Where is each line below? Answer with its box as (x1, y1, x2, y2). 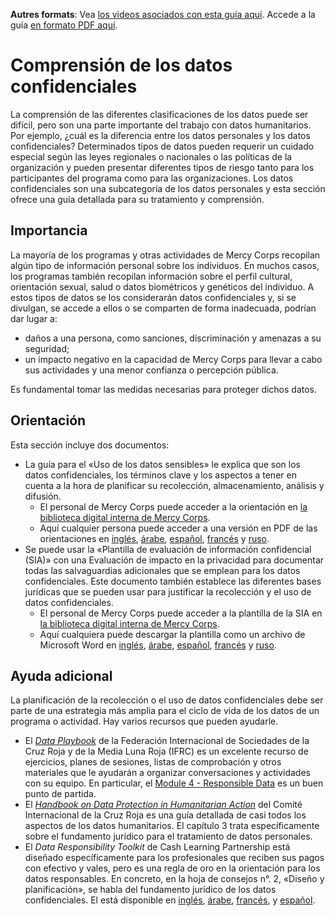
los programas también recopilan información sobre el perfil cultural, (10, 270, 293, 282)
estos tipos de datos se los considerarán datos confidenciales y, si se (10, 291, 297, 303)
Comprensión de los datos (10, 54, 233, 77)
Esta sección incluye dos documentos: (10, 439, 170, 451)
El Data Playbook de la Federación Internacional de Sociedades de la (24, 735, 310, 747)
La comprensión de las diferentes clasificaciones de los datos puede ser (10, 108, 309, 120)
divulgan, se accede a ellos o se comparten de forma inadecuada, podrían (10, 302, 317, 314)
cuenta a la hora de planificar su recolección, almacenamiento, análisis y (24, 479, 325, 491)
